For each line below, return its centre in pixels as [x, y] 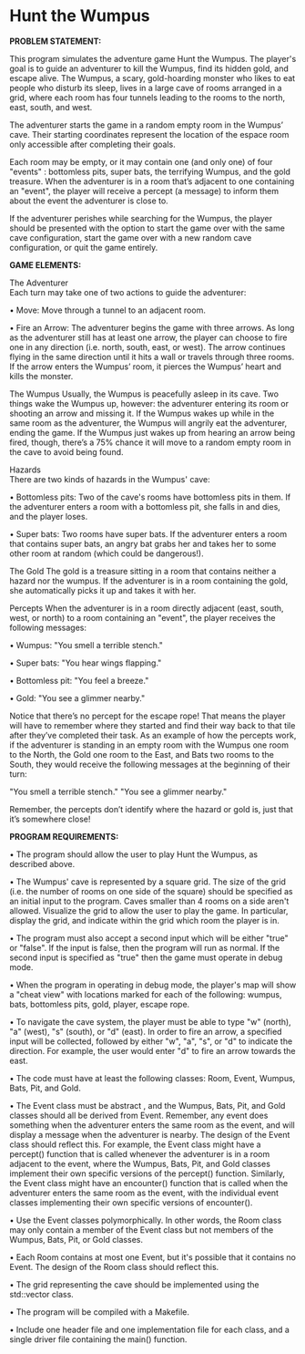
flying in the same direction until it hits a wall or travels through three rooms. [152, 357]
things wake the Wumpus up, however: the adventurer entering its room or [149, 403]
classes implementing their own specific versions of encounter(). [131, 1202]
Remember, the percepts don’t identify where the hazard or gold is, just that [152, 809]
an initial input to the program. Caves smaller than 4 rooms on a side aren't [149, 901]
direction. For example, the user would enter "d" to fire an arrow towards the [152, 1050]
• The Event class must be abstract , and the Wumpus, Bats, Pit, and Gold [147, 1105]
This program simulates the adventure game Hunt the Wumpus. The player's [153, 58]
